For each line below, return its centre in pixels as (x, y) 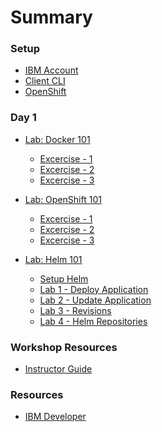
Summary (51, 17)
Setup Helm (64, 278)
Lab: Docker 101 (57, 139)
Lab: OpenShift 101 (63, 199)
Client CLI (45, 81)
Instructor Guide (58, 369)
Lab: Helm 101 (53, 259)
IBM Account (51, 70)
